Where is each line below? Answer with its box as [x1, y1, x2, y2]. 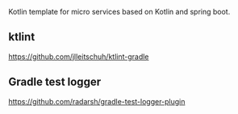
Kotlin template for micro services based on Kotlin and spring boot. [8, 7, 231, 16]
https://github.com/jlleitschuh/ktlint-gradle [8, 52, 149, 61]
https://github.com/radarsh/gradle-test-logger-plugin [8, 96, 186, 106]
